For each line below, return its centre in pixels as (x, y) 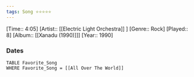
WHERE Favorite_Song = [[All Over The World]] (65, 68)
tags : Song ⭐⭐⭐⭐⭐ (29, 12)
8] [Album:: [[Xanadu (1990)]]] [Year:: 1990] (60, 35)
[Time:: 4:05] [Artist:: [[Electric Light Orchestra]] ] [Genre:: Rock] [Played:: (97, 29)
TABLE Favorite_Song (32, 63)
